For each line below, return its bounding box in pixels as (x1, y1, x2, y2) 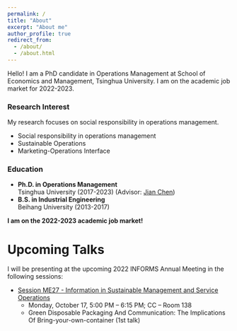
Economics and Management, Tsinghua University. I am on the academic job (7, 76, 231, 85)
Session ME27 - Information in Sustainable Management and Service (17, 286, 219, 294)
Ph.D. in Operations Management (17, 180, 118, 189)
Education (7, 164, 44, 174)
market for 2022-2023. (7, 84, 74, 93)
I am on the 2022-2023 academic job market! (7, 216, 144, 225)
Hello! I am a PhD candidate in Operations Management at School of (7, 69, 206, 78)
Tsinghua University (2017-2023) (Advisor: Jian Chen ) (17, 188, 175, 197)
